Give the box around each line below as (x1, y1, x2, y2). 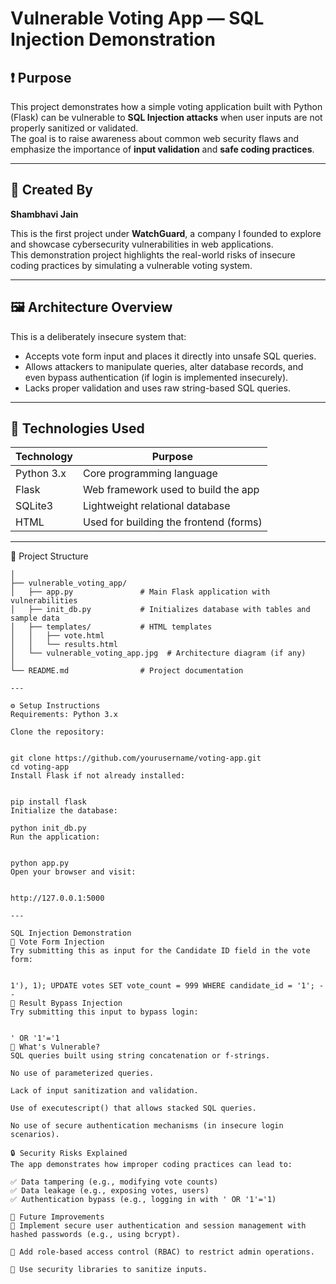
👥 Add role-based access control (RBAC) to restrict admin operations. (10, 1247, 315, 1257)
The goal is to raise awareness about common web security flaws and (10, 133, 299, 144)
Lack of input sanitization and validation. (10, 1086, 199, 1096)
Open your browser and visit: (10, 867, 137, 877)
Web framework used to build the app (83, 483, 260, 497)
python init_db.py (10, 823, 87, 834)
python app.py (10, 858, 70, 869)
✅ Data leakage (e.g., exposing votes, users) (10, 1186, 210, 1196)
